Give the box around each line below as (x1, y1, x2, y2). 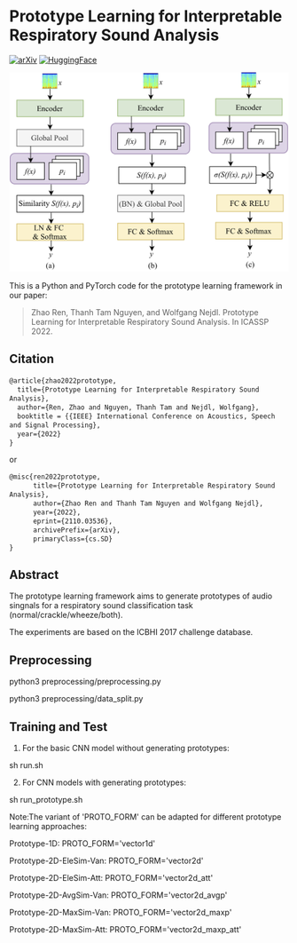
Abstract (9, 567, 59, 582)
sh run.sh (9, 759, 44, 770)
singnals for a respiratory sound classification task (9, 600, 193, 611)
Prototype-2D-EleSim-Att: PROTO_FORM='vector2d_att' (9, 872, 214, 883)
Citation (9, 352, 55, 367)
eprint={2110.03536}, (32, 517, 113, 526)
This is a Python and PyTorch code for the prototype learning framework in (9, 280, 283, 290)
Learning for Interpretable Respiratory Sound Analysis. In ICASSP (30, 316, 270, 327)
